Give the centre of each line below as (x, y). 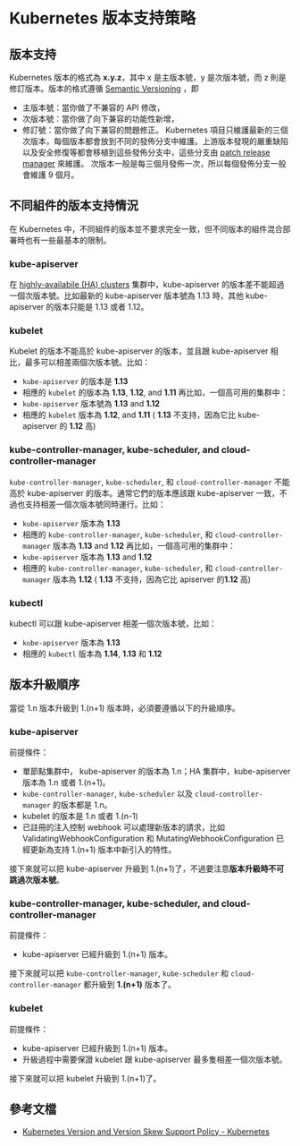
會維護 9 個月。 (50, 175)
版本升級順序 (45, 684)
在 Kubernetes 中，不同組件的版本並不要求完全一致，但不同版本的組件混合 (146, 228)
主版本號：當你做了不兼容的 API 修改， (93, 107)
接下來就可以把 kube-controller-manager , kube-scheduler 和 (119, 973)
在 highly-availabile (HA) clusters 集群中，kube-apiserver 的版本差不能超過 (147, 285)
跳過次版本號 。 (37, 880)
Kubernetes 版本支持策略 (103, 18)
